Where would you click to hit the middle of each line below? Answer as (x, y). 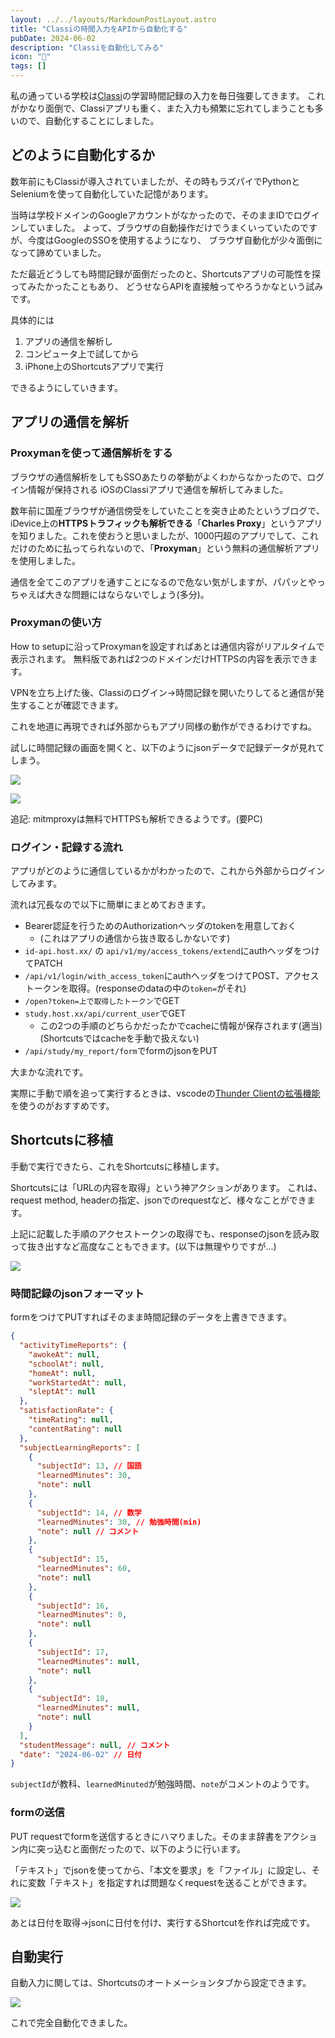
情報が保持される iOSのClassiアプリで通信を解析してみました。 (158, 489)
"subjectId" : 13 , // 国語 (89, 1466)
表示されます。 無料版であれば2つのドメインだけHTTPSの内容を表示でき (160, 658)
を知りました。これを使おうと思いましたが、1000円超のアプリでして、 (156, 535)
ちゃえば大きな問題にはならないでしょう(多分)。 (110, 594)
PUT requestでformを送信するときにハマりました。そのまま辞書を (146, 1836)
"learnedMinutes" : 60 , (84, 1569)
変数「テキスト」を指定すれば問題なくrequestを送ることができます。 (170, 1882)
